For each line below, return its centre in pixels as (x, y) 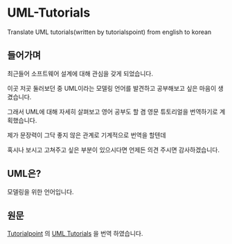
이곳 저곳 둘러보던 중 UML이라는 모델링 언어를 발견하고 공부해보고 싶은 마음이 (112, 88)
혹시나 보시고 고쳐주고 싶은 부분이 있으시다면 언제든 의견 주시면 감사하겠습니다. (114, 150)
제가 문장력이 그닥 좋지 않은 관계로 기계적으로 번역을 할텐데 (87, 135)
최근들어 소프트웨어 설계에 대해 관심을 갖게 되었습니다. (80, 73)
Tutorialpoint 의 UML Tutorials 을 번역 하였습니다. (75, 234)
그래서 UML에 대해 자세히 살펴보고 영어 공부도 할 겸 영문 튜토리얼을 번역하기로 (113, 112)
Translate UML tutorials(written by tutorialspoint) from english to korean (109, 32)
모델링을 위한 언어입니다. (41, 191)
